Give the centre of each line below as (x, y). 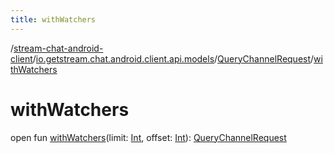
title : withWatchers (53, 19)
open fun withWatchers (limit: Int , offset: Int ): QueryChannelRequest (148, 137)
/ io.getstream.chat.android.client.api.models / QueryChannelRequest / (173, 58)
